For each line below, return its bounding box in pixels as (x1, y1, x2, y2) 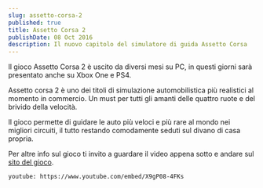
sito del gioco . (8, 157, 54, 167)
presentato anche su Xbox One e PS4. (8, 70, 132, 80)
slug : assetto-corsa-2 (8, 11, 82, 20)
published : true (8, 19, 61, 27)
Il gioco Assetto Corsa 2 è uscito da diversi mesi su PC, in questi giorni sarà (8, 62, 253, 71)
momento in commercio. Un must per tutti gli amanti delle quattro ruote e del (8, 94, 256, 103)
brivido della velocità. (8, 103, 78, 112)
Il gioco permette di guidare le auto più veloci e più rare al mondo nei (8, 117, 231, 127)
